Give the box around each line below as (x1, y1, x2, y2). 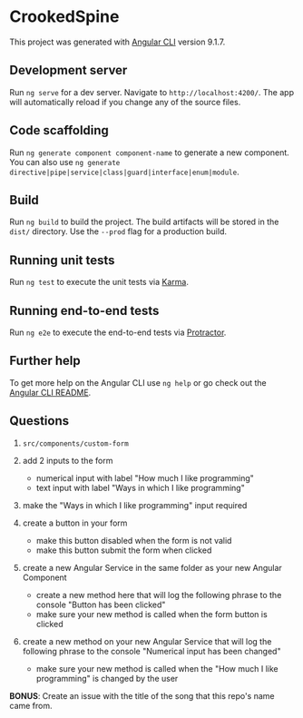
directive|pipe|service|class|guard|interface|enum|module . (9, 166, 239, 177)
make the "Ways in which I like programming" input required (22, 499, 248, 510)
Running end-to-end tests (9, 302, 160, 319)
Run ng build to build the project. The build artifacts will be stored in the (9, 216, 279, 228)
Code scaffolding (9, 123, 109, 138)
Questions (9, 413, 70, 428)
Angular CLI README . (9, 387, 92, 398)
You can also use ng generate (9, 156, 121, 167)
